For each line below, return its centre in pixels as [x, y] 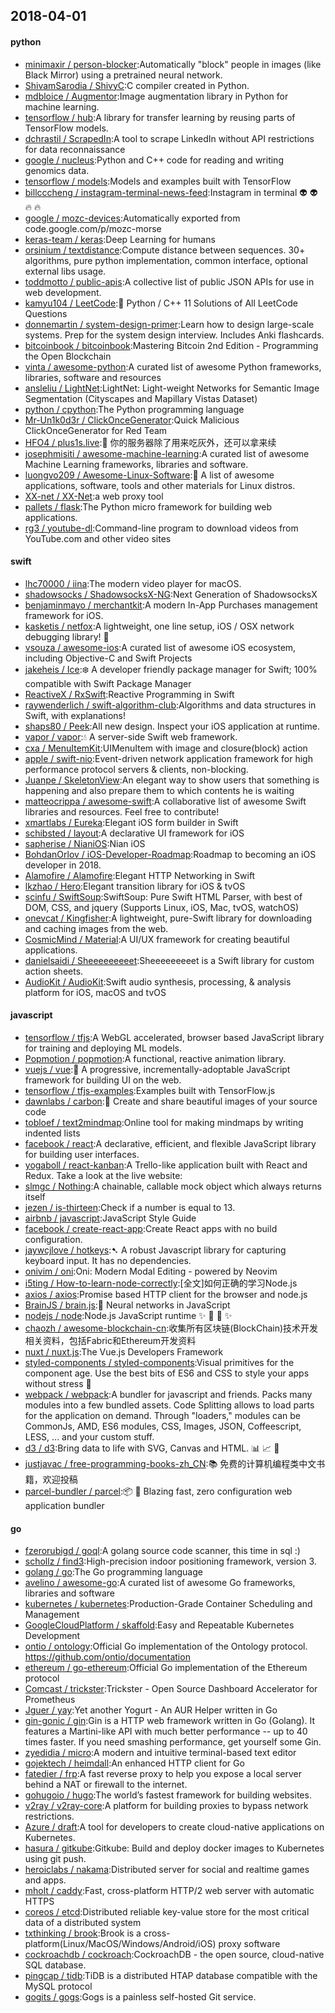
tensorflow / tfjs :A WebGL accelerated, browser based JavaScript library [174, 1037]
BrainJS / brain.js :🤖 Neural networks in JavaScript [127, 1305]
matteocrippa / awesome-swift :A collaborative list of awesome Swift [165, 801]
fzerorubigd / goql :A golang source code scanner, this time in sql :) [162, 1551]
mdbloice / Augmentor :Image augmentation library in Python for [156, 96]
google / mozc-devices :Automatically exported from [132, 218]
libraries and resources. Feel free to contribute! [122, 811]
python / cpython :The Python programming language [134, 409]
